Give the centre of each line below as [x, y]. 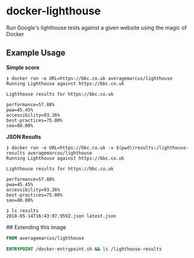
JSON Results [24, 137]
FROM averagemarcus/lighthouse [45, 238]
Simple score [23, 67]
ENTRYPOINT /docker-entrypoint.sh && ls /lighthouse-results [84, 249]
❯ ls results [22, 211]
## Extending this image [36, 227]
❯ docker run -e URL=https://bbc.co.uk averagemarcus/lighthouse [89, 78]
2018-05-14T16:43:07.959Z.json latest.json [61, 216]
